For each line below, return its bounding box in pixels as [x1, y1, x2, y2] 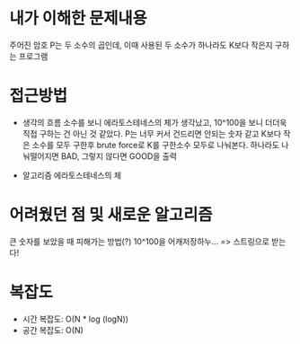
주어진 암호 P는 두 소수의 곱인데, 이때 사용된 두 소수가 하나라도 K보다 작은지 [9, 40, 273, 50]
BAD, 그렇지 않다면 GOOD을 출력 [61, 150, 178, 162]
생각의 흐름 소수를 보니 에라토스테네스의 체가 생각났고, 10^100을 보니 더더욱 [22, 117, 287, 128]
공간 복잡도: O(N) [22, 324, 84, 335]
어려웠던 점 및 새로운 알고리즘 [9, 205, 213, 225]
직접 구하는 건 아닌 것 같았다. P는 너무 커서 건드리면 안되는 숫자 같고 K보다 [22, 128, 281, 139]
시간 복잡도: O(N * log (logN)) [22, 313, 128, 324]
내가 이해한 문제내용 [9, 8, 148, 29]
